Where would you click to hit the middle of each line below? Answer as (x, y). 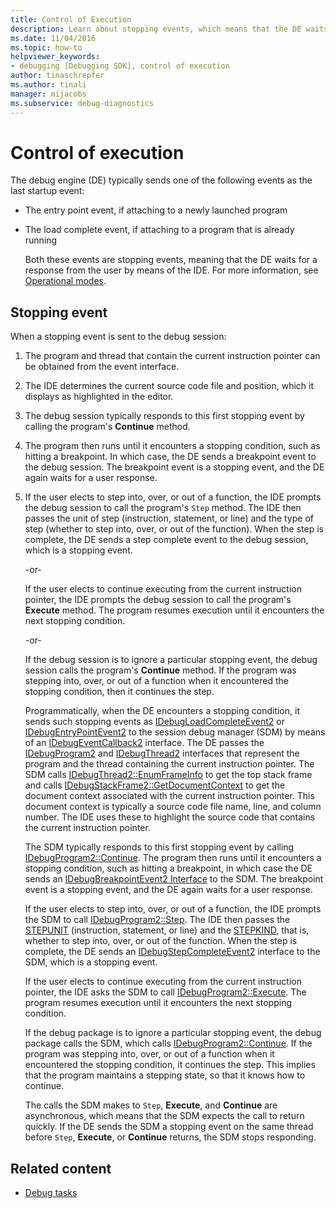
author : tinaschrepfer (57, 76)
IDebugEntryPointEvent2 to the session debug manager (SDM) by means (175, 732)
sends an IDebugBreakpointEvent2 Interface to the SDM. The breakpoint (174, 879)
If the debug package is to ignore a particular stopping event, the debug (173, 1033)
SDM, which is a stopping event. (91, 962)
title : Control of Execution (71, 19)
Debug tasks (51, 1193)
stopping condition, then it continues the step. (119, 692)
